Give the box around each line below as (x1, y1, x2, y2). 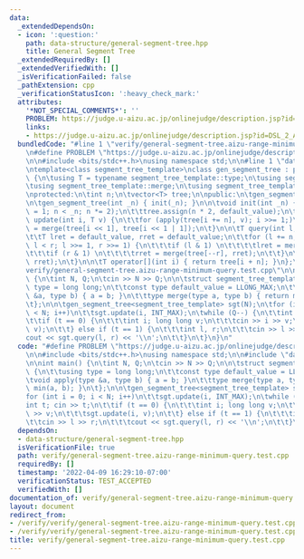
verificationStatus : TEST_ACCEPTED (17, 477, 152, 486)
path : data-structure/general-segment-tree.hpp (25, 38, 208, 48)
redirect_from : (9, 510, 67, 519)
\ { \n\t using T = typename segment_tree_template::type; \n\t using (25, 173, 281, 182)
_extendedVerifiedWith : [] (17, 64, 119, 73)
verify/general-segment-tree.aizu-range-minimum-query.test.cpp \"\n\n (25, 266, 298, 275)
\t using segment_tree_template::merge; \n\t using (25, 182, 213, 191)
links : (25, 123, 51, 132)
